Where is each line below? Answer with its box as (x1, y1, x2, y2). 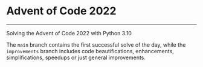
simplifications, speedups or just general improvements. (6, 54, 146, 61)
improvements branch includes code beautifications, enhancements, (6, 47, 174, 54)
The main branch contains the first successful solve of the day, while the (6, 41, 186, 48)
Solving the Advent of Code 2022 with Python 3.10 (6, 29, 132, 36)
